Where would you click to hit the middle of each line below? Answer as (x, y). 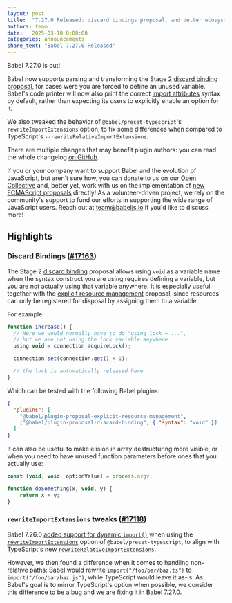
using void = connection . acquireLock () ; (72, 346)
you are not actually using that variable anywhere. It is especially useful (109, 286)
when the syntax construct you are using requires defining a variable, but (111, 278)
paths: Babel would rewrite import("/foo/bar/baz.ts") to (111, 570)
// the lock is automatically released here (78, 371)
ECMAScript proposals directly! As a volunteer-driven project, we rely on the (116, 192)
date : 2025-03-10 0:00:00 (48, 33)
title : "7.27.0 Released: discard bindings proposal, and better (105, 20)
